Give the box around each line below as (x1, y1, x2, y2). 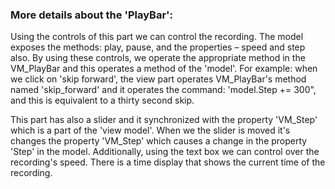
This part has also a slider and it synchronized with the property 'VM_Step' (10, 114, 318, 126)
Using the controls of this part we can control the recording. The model (10, 31, 304, 43)
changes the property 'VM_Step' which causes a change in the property (10, 135, 308, 147)
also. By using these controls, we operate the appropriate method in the (10, 52, 306, 64)
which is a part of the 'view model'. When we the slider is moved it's (10, 124, 291, 137)
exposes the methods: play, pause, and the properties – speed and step (10, 41, 306, 53)
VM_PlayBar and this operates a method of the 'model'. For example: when (10, 63, 318, 75)
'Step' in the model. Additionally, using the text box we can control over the (10, 146, 320, 158)
